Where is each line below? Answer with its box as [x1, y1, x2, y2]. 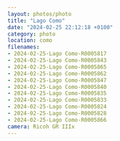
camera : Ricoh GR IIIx [7, 122, 75, 130]
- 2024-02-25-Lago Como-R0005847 [7, 76, 107, 84]
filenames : [7, 43, 40, 51]
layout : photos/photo [7, 10, 72, 18]
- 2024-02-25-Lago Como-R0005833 [7, 97, 107, 104]
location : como [7, 37, 53, 44]
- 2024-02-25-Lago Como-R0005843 [7, 57, 107, 64]
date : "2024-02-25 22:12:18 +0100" [7, 23, 114, 31]
